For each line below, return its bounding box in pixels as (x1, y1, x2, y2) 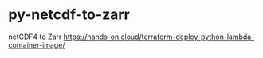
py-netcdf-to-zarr (8, 6, 130, 24)
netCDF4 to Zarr (8, 32, 62, 41)
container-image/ (8, 40, 65, 49)
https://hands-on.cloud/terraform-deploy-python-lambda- (63, 32, 255, 41)
